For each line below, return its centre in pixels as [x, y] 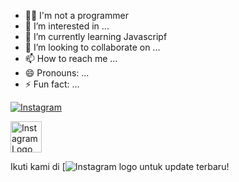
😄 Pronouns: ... [57, 73]
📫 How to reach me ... [71, 58]
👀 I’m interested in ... [67, 26]
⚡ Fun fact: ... [52, 84]
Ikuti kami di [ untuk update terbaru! [120, 166]
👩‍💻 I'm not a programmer [76, 15]
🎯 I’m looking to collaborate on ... [92, 47]
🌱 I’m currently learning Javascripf [96, 36]
